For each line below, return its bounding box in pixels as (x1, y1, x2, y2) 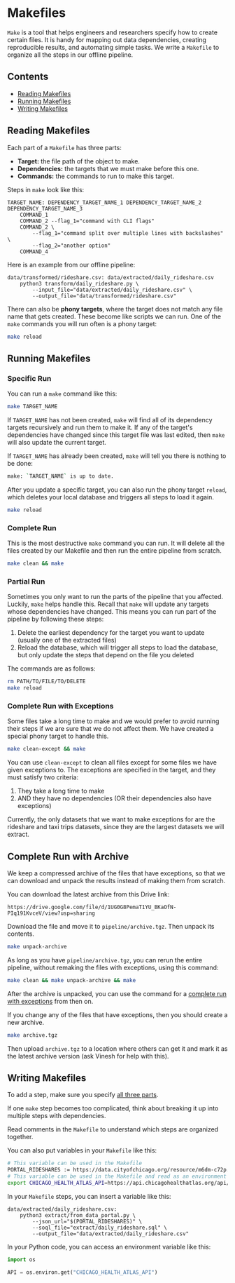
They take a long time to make (17, 787, 105, 795)
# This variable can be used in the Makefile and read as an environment (7, 1173, 227, 1180)
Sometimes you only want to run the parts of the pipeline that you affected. (7, 593, 224, 601)
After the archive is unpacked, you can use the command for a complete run (7, 989, 227, 997)
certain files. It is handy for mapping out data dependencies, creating (7, 35, 206, 43)
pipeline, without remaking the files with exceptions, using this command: (7, 963, 219, 972)
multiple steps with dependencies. (7, 1112, 106, 1120)
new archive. (7, 1018, 44, 1026)
